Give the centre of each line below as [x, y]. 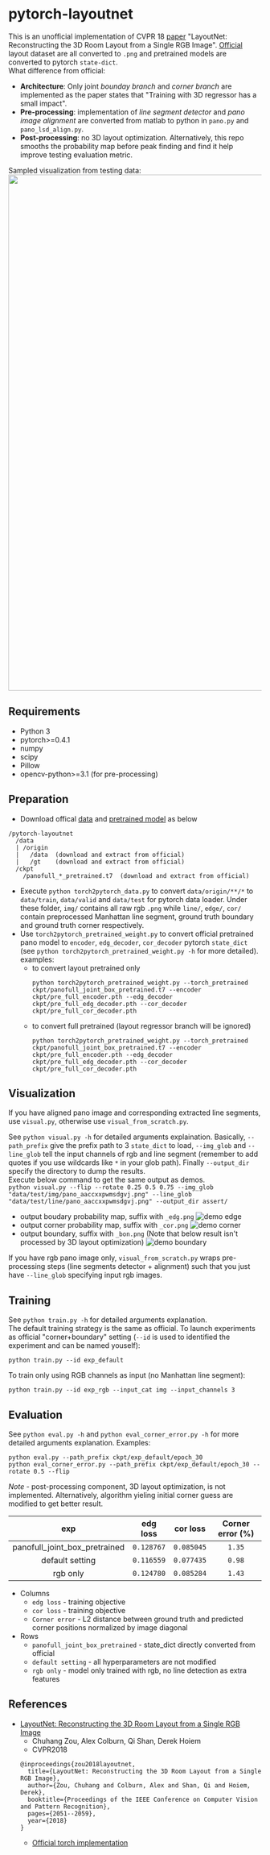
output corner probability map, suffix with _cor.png [104, 1225]
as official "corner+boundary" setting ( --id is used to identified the [119, 1337]
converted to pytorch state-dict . [63, 62]
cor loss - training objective [79, 1610]
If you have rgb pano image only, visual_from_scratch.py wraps [115, 1258]
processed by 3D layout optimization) [82, 1242]
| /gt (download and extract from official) [100, 862]
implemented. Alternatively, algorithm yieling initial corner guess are [121, 1495]
